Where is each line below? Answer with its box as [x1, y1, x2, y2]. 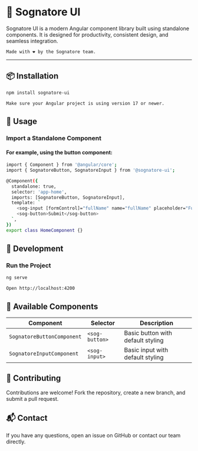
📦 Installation [6, 71, 59, 81]
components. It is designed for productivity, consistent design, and [6, 31, 169, 38]
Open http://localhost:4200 [6, 286, 75, 292]
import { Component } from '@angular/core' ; [6, 162, 117, 168]
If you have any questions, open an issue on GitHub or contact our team [6, 432, 181, 439]
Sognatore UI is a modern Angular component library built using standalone [6, 25, 190, 32]
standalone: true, [11, 183, 57, 189]
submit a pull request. [6, 395, 59, 402]
